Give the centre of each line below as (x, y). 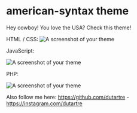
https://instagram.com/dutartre (44, 103)
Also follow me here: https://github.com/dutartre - (68, 97)
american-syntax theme (68, 11)
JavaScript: (20, 51)
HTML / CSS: (22, 39)
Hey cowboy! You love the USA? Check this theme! (69, 28)
